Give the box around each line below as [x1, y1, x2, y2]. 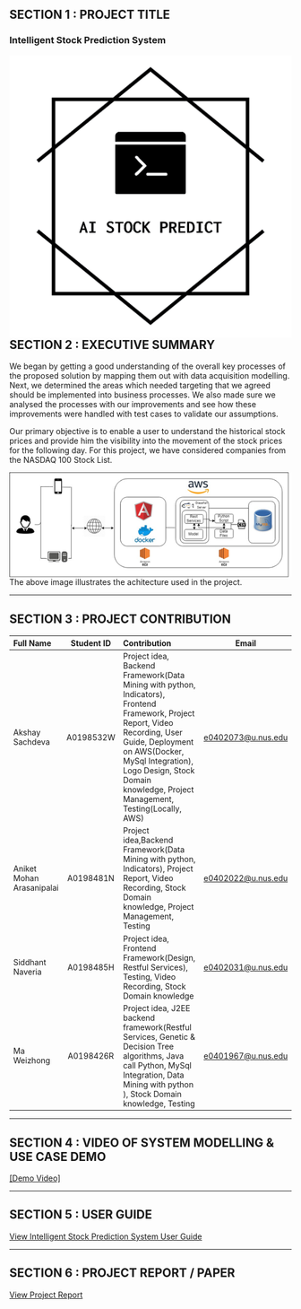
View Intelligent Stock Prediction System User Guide [9, 1231, 202, 1242]
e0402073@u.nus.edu [203, 731, 288, 743]
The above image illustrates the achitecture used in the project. [9, 577, 243, 588]
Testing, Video [122, 971, 176, 982]
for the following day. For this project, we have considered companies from [9, 445, 287, 456]
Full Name [13, 637, 52, 649]
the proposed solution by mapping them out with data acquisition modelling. [9, 371, 290, 381]
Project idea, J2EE [122, 1002, 191, 1013]
